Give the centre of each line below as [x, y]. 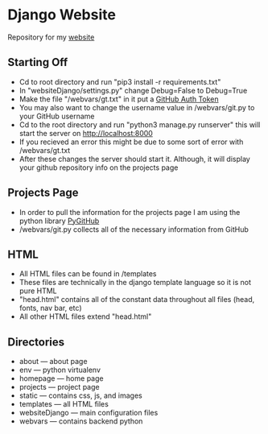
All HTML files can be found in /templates [88, 274]
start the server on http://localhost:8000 [86, 133]
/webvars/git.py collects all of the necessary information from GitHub [134, 229]
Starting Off [38, 62]
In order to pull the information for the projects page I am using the [130, 212]
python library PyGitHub [59, 221]
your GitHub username [57, 116]
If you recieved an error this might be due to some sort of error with [131, 142]
